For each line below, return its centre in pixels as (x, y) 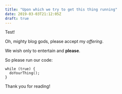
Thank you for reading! (28, 86)
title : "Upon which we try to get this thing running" (61, 9)
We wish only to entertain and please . (43, 51)
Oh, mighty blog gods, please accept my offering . (54, 41)
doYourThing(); (25, 73)
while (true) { (20, 69)
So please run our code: (29, 60)
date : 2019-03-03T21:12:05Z (33, 14)
